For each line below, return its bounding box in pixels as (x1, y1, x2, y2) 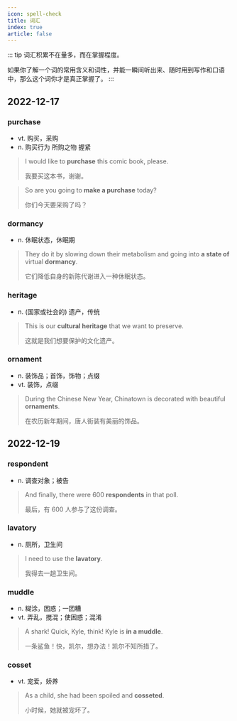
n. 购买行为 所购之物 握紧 (17, 143, 91, 151)
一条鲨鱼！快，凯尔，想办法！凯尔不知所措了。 (24, 642, 162, 651)
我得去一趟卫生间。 (24, 569, 82, 578)
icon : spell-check (7, 10, 62, 18)
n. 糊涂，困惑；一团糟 (17, 605, 82, 613)
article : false (7, 30, 53, 38)
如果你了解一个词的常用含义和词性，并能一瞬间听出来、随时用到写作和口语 (7, 65, 225, 75)
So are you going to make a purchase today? (24, 185, 158, 194)
